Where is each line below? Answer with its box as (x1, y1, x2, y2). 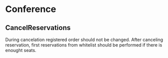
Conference (5, 3, 57, 15)
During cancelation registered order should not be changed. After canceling (5, 36, 163, 42)
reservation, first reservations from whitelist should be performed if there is (5, 42, 162, 48)
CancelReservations (5, 23, 71, 32)
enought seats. (5, 47, 36, 53)
